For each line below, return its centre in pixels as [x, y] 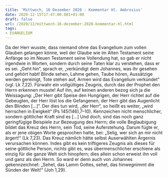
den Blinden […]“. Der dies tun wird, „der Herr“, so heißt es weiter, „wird [79, 106]
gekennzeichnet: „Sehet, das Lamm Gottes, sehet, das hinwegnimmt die [80, 164]
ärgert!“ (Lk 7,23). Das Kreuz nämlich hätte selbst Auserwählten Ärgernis [80, 138]
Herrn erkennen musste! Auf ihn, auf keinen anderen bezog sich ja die [78, 90]
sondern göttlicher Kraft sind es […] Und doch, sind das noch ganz [74, 117]
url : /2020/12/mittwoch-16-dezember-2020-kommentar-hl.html [70, 24]
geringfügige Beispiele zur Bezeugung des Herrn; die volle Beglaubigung [81, 122]
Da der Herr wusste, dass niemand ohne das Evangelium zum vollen [76, 47]
